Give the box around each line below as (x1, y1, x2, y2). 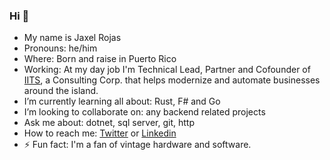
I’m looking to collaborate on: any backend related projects (23, 106, 266, 118)
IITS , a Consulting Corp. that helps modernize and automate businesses (23, 74, 321, 86)
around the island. (23, 85, 99, 97)
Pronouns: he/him (23, 42, 98, 54)
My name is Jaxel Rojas (23, 32, 122, 44)
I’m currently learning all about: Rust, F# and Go (23, 95, 221, 108)
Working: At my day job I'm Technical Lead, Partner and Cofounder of (23, 64, 311, 76)
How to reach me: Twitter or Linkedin (23, 127, 177, 139)
